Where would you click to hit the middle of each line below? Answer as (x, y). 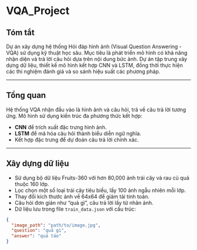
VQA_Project (38, 11)
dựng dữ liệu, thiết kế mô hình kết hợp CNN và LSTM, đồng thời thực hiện (94, 65)
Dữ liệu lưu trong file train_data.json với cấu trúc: (75, 209)
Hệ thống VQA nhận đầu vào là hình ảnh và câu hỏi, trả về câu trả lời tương (96, 109)
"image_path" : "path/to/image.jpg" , (56, 225)
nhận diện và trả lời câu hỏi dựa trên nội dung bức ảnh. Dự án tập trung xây (97, 59)
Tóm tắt (21, 33)
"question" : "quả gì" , (39, 231)
